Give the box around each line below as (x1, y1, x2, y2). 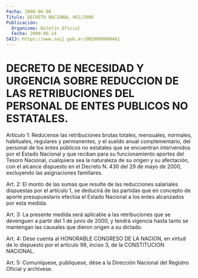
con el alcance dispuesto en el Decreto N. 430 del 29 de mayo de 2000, (6, 163, 182, 170)
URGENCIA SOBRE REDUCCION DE (6, 75, 179, 88)
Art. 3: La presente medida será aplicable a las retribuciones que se (6, 211, 171, 218)
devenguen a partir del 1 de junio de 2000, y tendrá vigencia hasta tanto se (6, 217, 189, 224)
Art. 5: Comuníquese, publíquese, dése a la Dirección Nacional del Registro (6, 258, 189, 266)
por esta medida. (6, 199, 48, 206)
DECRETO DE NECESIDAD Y (6, 62, 144, 75)
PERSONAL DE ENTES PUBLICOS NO (6, 99, 189, 113)
